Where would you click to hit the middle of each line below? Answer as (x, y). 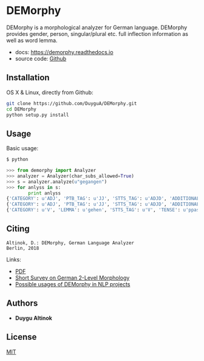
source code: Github (41, 58)
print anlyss (45, 193)
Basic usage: (22, 148)
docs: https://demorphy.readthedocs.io (64, 52)
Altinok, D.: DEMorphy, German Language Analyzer (70, 243)
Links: (14, 260)
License (22, 337)
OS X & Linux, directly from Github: (50, 92)
